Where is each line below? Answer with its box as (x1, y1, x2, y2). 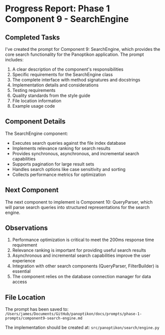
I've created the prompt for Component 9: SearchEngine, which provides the (5, 46, 161, 52)
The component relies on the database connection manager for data (12, 274, 151, 280)
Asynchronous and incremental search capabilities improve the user (12, 252, 151, 258)
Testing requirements (12, 87, 56, 93)
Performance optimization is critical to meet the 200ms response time (12, 237, 154, 243)
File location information (12, 98, 62, 104)
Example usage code (12, 103, 55, 109)
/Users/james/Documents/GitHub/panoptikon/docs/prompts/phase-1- (5, 312, 142, 317)
